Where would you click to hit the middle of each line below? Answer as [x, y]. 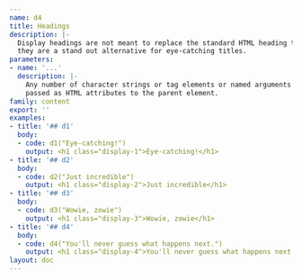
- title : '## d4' [42, 227]
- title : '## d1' [42, 127]
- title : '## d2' [42, 160]
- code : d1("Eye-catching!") [72, 143]
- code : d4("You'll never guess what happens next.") [120, 244]
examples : [28, 118]
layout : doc [31, 261]
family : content [40, 101]
